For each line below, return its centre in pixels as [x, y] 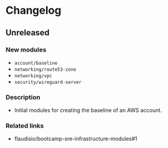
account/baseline [36, 63]
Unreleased [28, 33]
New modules [26, 50]
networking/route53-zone [45, 70]
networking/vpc [33, 75]
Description [23, 97]
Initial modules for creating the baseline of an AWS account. [88, 110]
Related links [25, 126]
